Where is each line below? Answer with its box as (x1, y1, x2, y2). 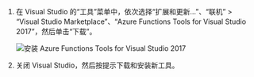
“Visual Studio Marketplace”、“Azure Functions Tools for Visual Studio (15, 17, 247, 26)
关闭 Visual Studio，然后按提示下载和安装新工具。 (15, 60, 179, 70)
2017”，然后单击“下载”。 (15, 27, 97, 36)
